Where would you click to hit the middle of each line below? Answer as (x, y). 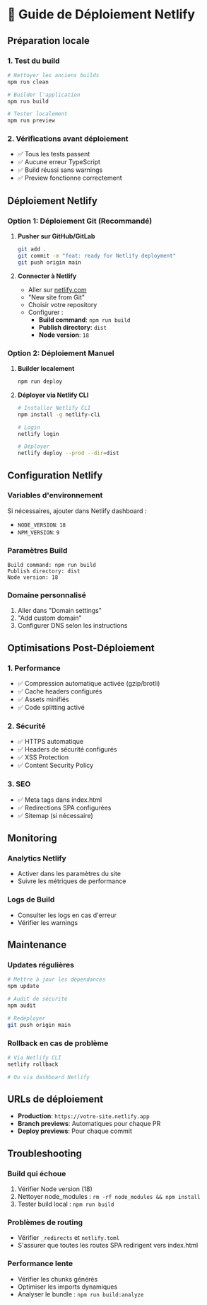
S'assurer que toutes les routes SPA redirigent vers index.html (108, 1246)
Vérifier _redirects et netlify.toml (69, 1238)
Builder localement (46, 369)
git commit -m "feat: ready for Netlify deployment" (97, 255)
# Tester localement (38, 114)
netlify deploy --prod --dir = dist (68, 453)
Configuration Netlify (55, 475)
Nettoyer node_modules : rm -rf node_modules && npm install (109, 1197)
